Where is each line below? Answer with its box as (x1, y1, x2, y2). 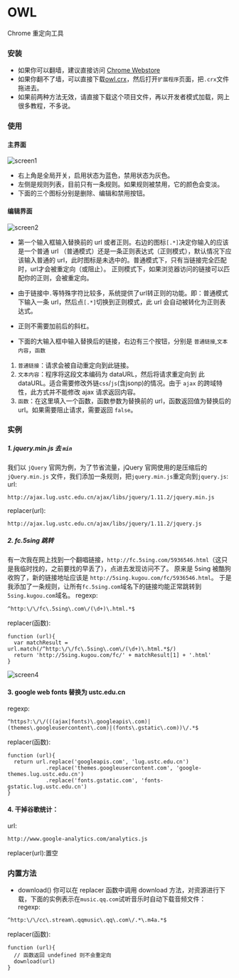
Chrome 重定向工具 (7, 29, 64, 37)
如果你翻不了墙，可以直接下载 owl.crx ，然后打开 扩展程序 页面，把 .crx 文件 (17, 75, 230, 83)
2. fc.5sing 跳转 (7, 536, 54, 545)
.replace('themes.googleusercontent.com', (45, 764, 174, 771)
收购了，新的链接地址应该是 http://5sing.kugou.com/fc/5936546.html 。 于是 (7, 574, 232, 582)
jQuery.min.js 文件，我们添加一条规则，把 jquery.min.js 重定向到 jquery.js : (7, 472, 229, 481)
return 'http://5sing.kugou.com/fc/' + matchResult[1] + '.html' (14, 652, 212, 659)
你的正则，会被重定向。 (23, 273, 93, 282)
